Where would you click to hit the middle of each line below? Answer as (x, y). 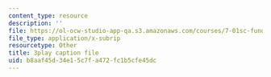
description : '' (35, 23)
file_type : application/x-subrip (65, 38)
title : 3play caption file (54, 53)
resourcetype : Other (43, 46)
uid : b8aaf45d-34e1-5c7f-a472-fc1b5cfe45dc (83, 61)
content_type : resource (48, 16)
